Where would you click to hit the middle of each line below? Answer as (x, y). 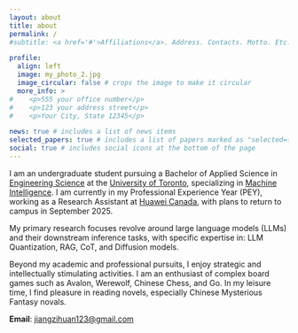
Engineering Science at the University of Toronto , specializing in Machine (143, 182)
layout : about (35, 17)
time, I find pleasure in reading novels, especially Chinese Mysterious (136, 292)
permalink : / (33, 34)
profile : (25, 58)
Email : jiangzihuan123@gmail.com (72, 319)
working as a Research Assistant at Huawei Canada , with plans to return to (145, 201)
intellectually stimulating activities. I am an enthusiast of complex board (140, 273)
